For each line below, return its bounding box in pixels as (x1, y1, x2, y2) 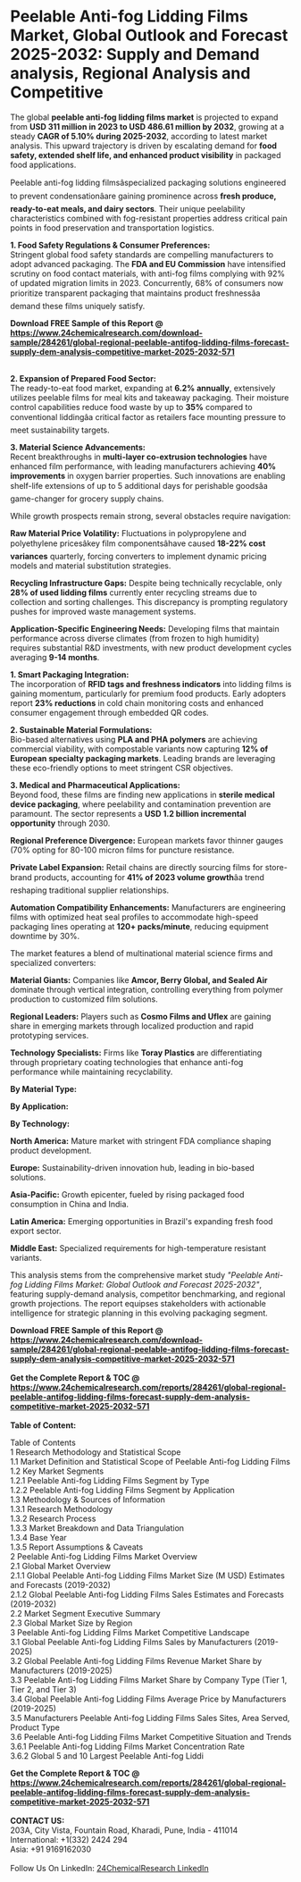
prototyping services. (10, 1029, 89, 1040)
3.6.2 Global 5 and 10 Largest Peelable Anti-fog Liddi (10, 1750, 205, 1761)
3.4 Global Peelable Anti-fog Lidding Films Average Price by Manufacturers (10, 1693, 287, 1704)
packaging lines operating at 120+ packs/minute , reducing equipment (10, 920, 269, 931)
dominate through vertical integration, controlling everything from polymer (10, 984, 284, 995)
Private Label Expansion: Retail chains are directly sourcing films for (10, 861, 263, 872)
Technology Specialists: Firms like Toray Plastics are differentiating (10, 1047, 263, 1058)
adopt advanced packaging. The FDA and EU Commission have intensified (10, 258, 287, 269)
